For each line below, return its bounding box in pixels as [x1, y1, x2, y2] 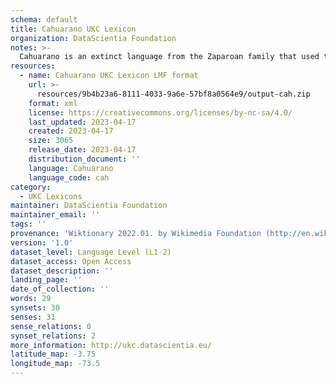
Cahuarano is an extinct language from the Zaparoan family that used [19, 52, 320, 62]
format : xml [28, 98, 78, 108]
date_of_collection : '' [10, 284, 110, 295]
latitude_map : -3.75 [10, 349, 97, 360]
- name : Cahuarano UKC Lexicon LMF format [19, 71, 199, 81]
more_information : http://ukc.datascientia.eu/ [10, 340, 213, 350]
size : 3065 [28, 136, 74, 146]
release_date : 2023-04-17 [28, 145, 137, 155]
